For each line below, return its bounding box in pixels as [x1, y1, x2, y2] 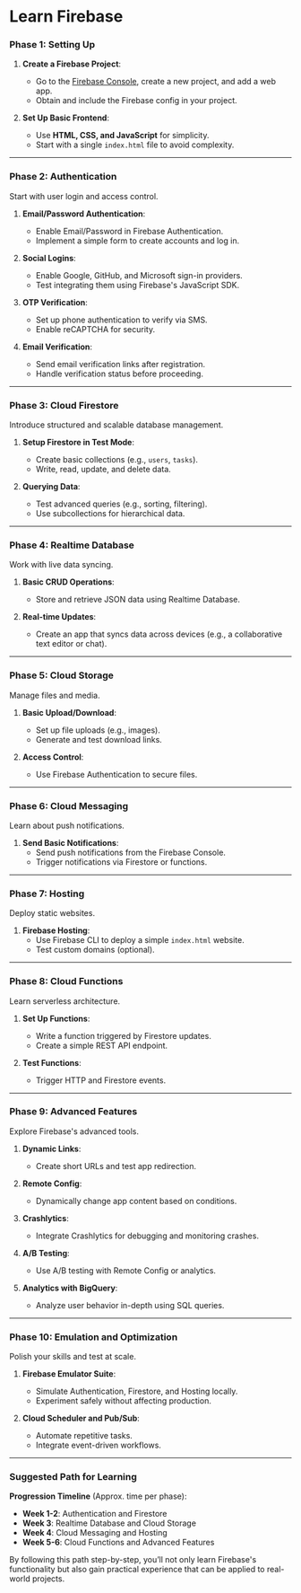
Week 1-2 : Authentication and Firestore [21, 1509, 168, 1519]
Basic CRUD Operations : [21, 576, 115, 587]
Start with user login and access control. [9, 190, 159, 201]
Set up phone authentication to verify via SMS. [35, 314, 208, 325]
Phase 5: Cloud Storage [9, 669, 115, 682]
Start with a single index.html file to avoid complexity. [35, 139, 235, 150]
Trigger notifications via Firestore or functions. [35, 856, 208, 867]
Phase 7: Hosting [9, 887, 85, 900]
